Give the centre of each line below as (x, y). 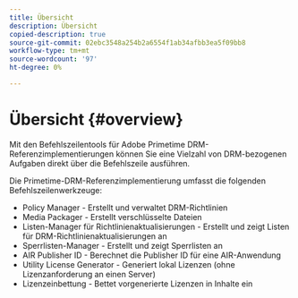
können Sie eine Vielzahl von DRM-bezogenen (201, 154)
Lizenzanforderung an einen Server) (89, 274)
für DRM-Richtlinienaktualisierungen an (94, 236)
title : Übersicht (42, 17)
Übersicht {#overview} (96, 119)
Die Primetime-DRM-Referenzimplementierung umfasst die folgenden (138, 181)
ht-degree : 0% (36, 68)
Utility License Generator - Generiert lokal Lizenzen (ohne (128, 264)
